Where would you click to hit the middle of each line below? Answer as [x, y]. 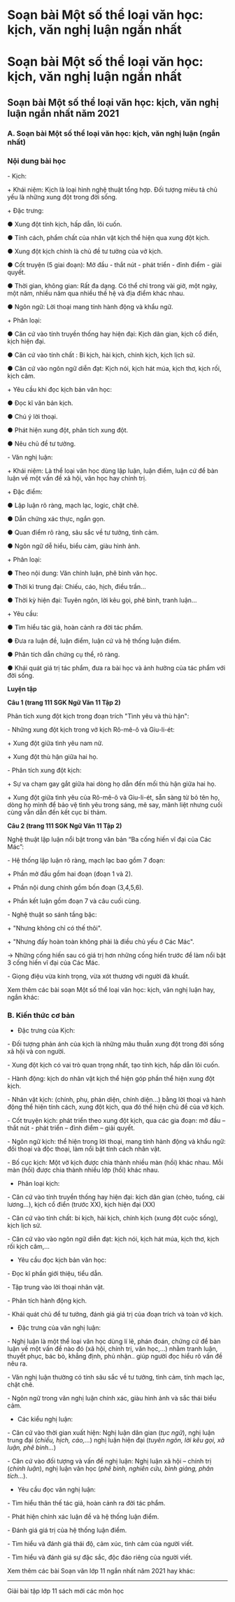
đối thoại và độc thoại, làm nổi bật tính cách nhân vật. [85, 1149]
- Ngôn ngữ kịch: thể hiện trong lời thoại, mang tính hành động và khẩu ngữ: [116, 1142]
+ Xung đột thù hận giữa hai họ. [53, 756]
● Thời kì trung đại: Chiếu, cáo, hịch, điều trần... [77, 586]
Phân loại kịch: [38, 1184]
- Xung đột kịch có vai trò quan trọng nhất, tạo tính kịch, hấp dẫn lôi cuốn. [114, 1065]
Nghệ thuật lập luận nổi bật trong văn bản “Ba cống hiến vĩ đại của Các [109, 839]
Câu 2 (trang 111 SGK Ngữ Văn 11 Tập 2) [65, 825]
